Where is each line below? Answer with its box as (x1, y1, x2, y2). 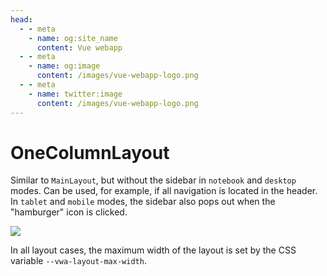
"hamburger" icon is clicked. (10, 206, 128, 218)
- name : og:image (28, 61, 101, 71)
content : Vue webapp (36, 42, 123, 53)
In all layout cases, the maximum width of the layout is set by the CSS (10, 244, 297, 256)
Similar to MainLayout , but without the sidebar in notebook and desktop (10, 174, 297, 186)
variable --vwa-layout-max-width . (10, 255, 147, 267)
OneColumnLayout (10, 141, 170, 164)
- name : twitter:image (28, 89, 123, 99)
